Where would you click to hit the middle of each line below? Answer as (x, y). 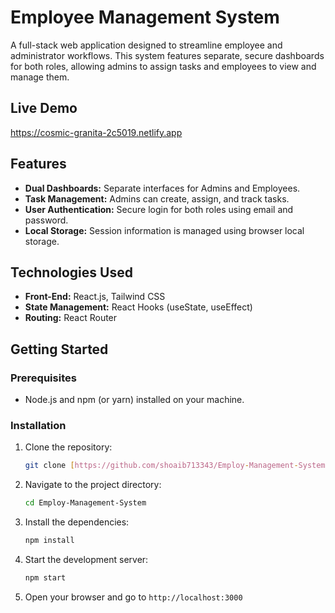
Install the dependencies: (77, 522)
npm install (49, 541)
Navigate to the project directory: (93, 485)
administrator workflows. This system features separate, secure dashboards (167, 55)
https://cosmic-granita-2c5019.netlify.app (96, 132)
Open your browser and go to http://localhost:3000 (133, 597)
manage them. (40, 77)
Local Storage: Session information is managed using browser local (164, 230)
